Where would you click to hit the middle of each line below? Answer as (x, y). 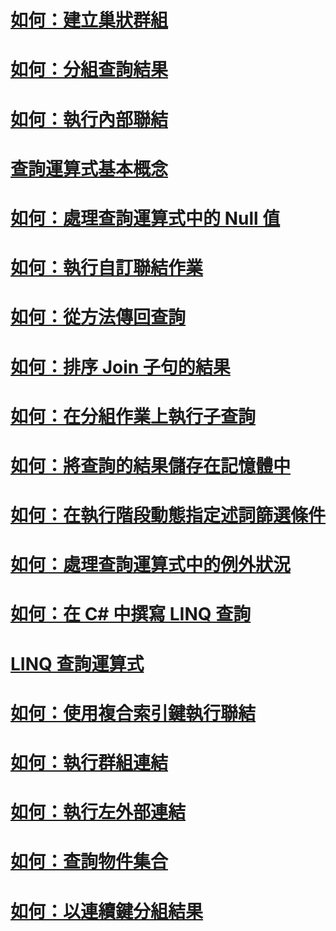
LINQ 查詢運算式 (77, 663)
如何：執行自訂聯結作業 (107, 268)
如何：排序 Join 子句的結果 (120, 367)
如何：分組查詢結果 (89, 70)
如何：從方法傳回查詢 (98, 317)
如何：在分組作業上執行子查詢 (133, 416)
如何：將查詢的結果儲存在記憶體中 (151, 465)
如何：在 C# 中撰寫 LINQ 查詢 (131, 614)
